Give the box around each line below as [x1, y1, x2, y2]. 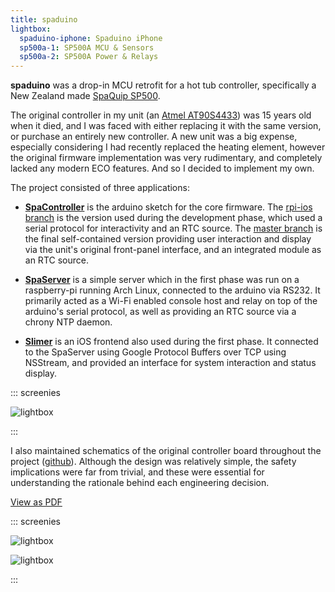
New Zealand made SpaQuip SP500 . [10, 90, 161, 102]
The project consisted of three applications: [10, 182, 190, 194]
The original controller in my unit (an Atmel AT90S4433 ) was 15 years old [10, 109, 312, 121]
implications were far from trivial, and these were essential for [10, 466, 265, 478]
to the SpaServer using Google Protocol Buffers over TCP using [24, 346, 287, 358]
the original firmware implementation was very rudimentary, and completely [10, 152, 323, 164]
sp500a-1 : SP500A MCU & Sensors [19, 42, 155, 53]
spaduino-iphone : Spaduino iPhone [19, 33, 163, 43]
